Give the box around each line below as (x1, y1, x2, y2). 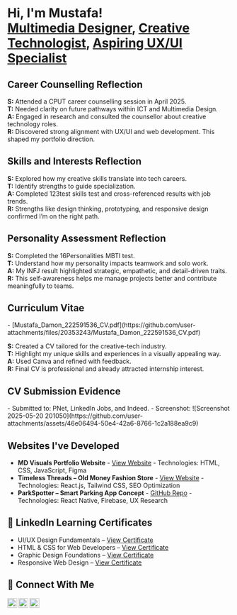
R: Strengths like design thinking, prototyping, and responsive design (7, 204, 209, 213)
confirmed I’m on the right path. (7, 211, 100, 221)
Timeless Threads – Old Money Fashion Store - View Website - (17, 474, 204, 482)
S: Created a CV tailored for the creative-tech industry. (7, 342, 168, 350)
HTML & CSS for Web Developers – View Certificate (17, 543, 169, 551)
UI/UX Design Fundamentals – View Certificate (17, 536, 154, 544)
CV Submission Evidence (7, 385, 121, 397)
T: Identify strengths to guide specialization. (7, 182, 136, 190)
